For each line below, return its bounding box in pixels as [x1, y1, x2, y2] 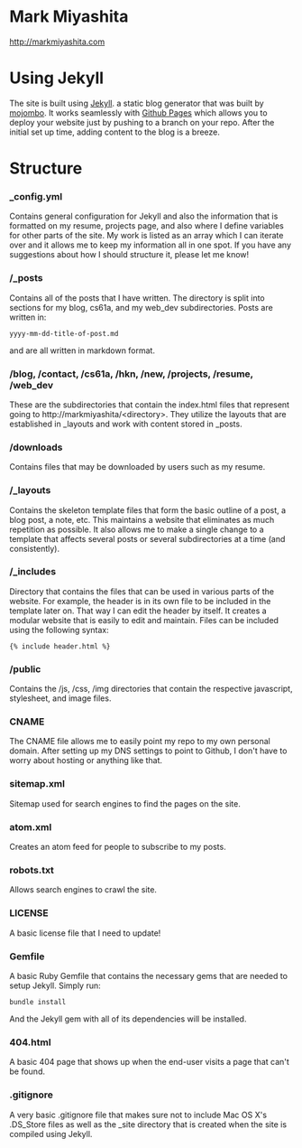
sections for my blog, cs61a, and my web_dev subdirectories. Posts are [9, 302, 273, 313]
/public [9, 662, 41, 675]
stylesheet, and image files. [9, 693, 112, 704]
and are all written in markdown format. [9, 345, 156, 356]
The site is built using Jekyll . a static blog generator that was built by [9, 98, 264, 108]
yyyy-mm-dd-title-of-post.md [9, 329, 119, 338]
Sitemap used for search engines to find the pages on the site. [9, 798, 242, 809]
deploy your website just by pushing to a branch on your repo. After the [9, 117, 275, 127]
